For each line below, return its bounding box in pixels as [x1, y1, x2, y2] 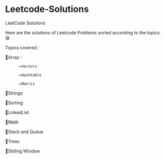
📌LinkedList [5, 109, 29, 115]
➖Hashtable [18, 72, 42, 78]
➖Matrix [18, 81, 35, 86]
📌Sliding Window [5, 148, 40, 154]
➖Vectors [18, 64, 37, 69]
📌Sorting [5, 100, 23, 106]
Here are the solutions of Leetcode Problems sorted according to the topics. [5, 29, 161, 35]
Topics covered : [5, 44, 40, 50]
